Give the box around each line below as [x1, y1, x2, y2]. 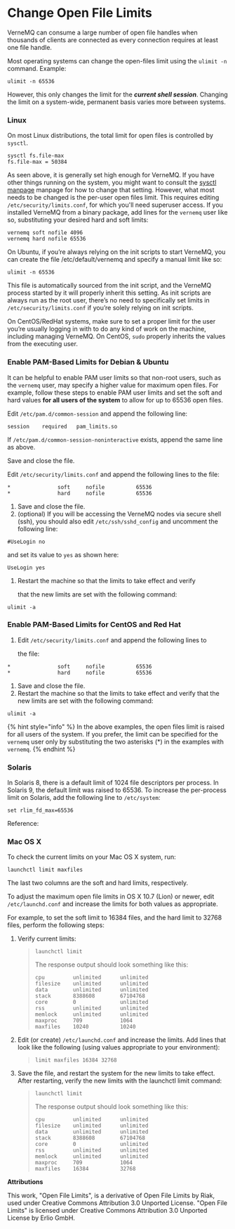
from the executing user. [7, 340, 79, 348]
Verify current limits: [17, 934, 76, 943]
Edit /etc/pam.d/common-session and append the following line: [7, 409, 188, 418]
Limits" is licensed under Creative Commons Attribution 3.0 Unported [7, 1206, 208, 1215]
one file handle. [7, 43, 53, 51]
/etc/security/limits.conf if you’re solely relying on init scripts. [7, 304, 194, 312]
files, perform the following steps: [7, 921, 105, 929]
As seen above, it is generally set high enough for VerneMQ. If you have [7, 171, 215, 179]
